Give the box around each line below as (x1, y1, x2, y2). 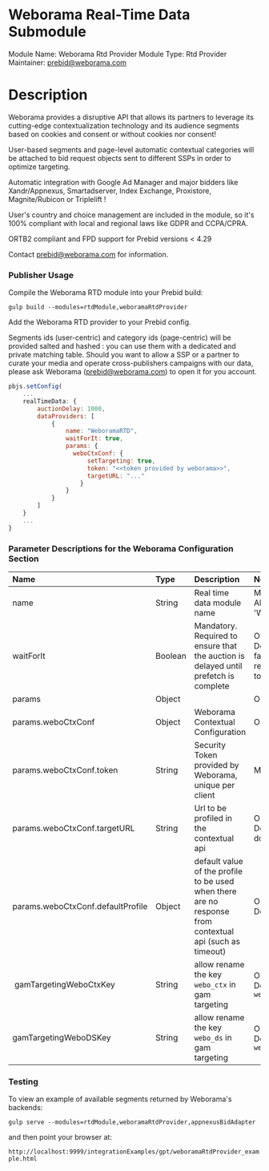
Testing (8, 1076, 38, 1087)
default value (194, 855, 243, 866)
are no (194, 895, 219, 907)
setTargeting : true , (86, 457, 156, 465)
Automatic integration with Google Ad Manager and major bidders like (8, 177, 239, 187)
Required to (194, 630, 238, 641)
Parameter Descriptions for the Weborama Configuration (8, 543, 234, 554)
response (194, 906, 230, 917)
